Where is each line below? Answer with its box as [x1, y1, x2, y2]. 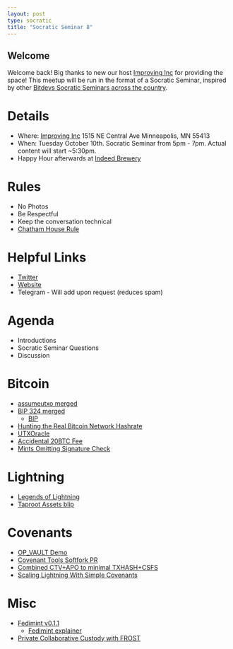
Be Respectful [17, 210, 59, 218]
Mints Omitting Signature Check [17, 444, 111, 452]
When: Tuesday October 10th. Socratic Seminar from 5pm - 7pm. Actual [17, 139, 227, 148]
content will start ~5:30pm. [17, 146, 97, 156]
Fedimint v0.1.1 [17, 619, 60, 627]
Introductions [17, 336, 56, 344]
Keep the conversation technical [17, 217, 112, 226]
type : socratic [7, 17, 52, 24]
